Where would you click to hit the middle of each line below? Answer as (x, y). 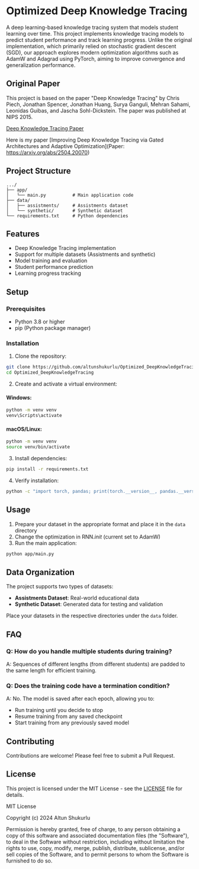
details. (15, 794)
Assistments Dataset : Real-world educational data (77, 598)
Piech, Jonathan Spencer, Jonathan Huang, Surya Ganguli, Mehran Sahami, (98, 104)
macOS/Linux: (24, 429)
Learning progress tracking (48, 273)
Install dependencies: (41, 458)
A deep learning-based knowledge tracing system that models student (92, 27)
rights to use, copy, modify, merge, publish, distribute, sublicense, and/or (95, 848)
